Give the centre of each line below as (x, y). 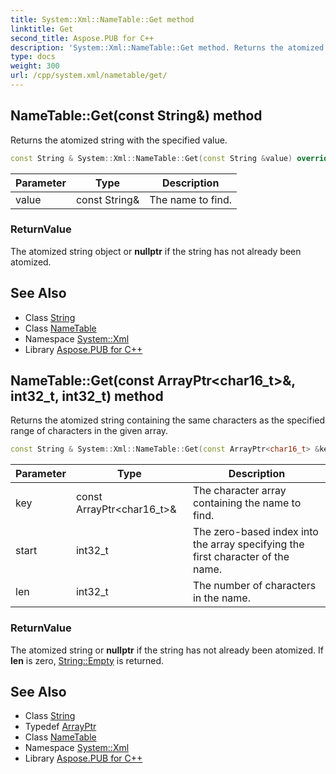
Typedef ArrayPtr (60, 727)
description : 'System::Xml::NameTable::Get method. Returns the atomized (167, 47)
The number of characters (254, 586)
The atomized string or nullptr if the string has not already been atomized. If (167, 650)
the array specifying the (248, 544)
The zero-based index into (255, 532)
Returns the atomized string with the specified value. (119, 140)
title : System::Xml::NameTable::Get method (102, 19)
